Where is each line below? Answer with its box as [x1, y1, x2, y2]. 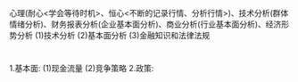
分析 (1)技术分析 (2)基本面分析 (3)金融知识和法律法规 [16, 30, 211, 40]
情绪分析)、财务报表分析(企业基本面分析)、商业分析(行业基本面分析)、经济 [9, 19, 282, 29]
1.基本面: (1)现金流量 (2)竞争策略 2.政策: [9, 63, 154, 74]
